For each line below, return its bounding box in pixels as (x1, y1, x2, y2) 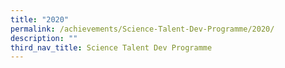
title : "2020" (10, 14, 70, 25)
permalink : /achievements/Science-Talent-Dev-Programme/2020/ (10, 24, 275, 34)
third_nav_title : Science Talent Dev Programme (10, 42, 213, 53)
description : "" (10, 33, 78, 43)
